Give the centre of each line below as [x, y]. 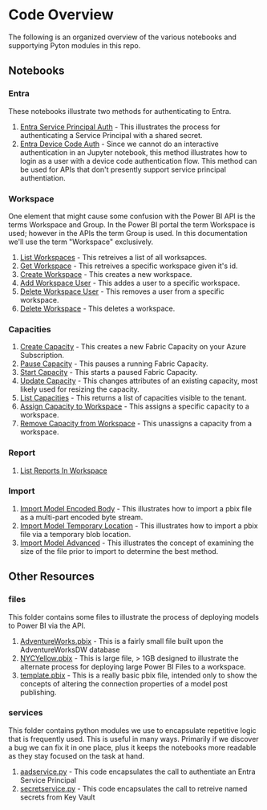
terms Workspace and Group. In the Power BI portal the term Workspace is [132, 224]
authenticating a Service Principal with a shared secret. [111, 135]
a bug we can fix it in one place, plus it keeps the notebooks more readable [132, 747]
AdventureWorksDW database [70, 649]
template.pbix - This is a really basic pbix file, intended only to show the [139, 675]
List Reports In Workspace [63, 470]
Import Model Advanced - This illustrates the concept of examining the [137, 543]
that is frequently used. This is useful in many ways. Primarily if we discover [133, 739]
